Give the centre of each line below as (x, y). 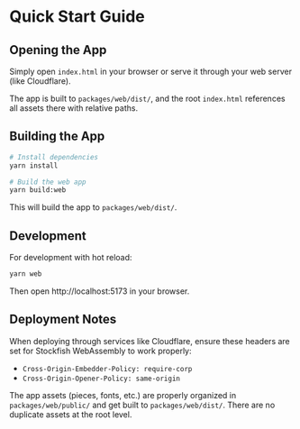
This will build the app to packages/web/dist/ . (93, 207)
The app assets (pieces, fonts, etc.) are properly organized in (123, 395)
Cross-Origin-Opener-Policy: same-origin (101, 379)
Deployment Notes (63, 319)
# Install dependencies (54, 157)
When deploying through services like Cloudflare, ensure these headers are (150, 341)
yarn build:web (38, 190)
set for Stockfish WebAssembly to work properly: (100, 351)
